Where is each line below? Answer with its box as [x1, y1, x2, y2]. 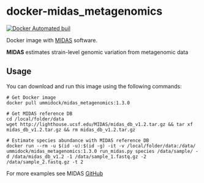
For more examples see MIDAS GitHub [6, 169, 104, 177]
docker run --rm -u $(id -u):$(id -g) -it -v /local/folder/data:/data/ [6, 142, 196, 149]
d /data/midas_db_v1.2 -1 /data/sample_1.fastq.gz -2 [6, 154, 147, 160]
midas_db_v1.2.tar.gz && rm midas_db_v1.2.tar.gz [6, 127, 136, 133]
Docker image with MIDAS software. [6, 36, 98, 44]
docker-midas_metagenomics [6, 4, 163, 18]
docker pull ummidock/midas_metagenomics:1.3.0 [6, 99, 130, 106]
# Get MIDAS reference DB [6, 111, 72, 117]
